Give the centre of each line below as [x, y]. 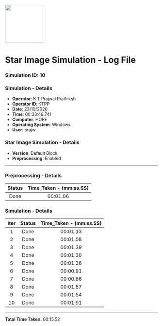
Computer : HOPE [30, 120]
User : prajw [24, 130]
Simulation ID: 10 [25, 75]
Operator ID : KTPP [31, 104]
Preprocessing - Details [33, 175]
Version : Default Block [35, 153]
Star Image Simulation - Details [42, 143]
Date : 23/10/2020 [30, 109]
